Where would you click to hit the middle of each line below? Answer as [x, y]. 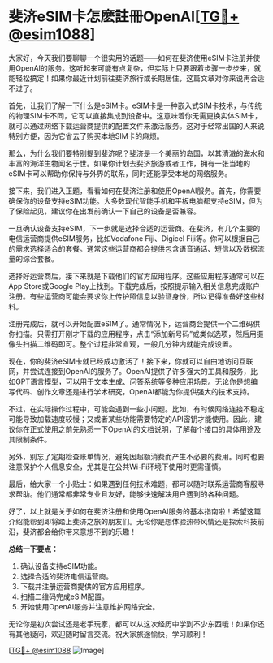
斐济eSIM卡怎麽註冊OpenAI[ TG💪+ [124, 17]
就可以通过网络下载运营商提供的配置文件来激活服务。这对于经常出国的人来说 [136, 126]
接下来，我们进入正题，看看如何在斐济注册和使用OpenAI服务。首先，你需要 [135, 191]
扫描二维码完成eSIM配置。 [65, 596]
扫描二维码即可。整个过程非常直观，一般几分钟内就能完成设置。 [129, 344]
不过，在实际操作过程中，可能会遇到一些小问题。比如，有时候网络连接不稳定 [136, 409]
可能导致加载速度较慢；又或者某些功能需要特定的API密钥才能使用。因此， [132, 419]
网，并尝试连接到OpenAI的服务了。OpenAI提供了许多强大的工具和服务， [130, 371]
